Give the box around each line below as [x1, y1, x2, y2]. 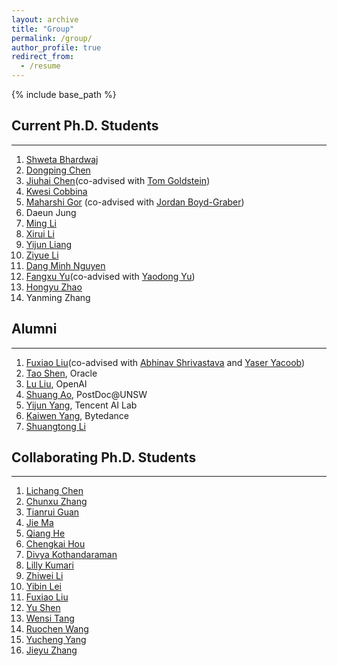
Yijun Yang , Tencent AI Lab [25, 399, 138, 411]
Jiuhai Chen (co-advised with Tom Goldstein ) [25, 174, 211, 186]
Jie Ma [25, 517, 54, 529]
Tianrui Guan [25, 506, 80, 518]
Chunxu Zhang [25, 496, 88, 508]
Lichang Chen [25, 485, 84, 497]
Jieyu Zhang [25, 644, 78, 656]
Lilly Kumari [25, 559, 74, 571]
